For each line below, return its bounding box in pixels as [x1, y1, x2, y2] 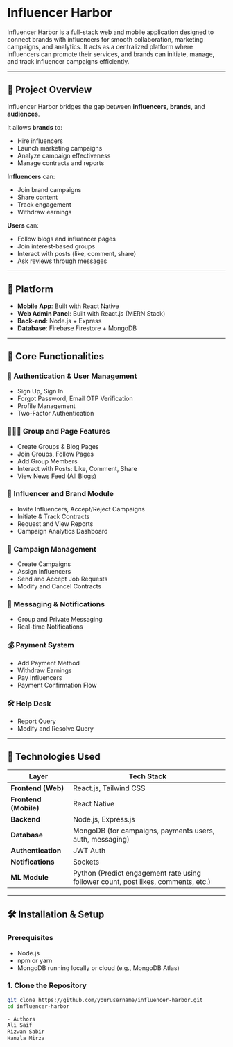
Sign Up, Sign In [17, 387, 64, 395]
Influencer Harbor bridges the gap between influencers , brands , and [7, 102, 206, 110]
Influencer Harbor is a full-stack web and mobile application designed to [7, 28, 214, 36]
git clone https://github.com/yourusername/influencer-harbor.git [7, 996, 203, 1003]
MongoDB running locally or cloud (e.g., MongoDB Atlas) [17, 963, 180, 972]
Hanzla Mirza [7, 1035, 45, 1042]
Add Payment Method [17, 658, 80, 667]
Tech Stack [128, 772, 167, 781]
